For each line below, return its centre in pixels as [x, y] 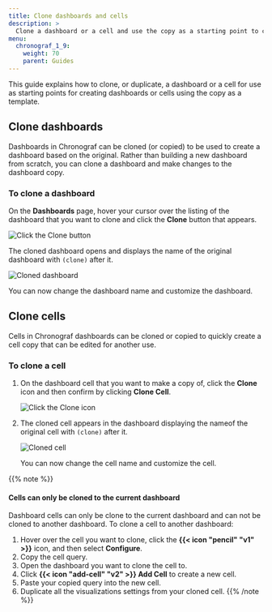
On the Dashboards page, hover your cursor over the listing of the [119, 211]
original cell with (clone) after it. [74, 432]
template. [24, 101]
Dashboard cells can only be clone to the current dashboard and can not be [135, 516]
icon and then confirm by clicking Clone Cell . [96, 392]
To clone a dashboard [52, 193]
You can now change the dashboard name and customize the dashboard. [131, 291]
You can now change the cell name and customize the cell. [118, 464]
